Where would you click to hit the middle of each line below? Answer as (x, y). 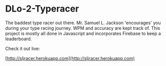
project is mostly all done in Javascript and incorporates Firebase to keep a (83, 33)
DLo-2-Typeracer (42, 9)
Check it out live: (23, 48)
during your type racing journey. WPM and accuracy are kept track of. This (83, 28)
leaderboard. (19, 39)
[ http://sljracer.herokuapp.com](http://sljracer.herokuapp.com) (70, 58)
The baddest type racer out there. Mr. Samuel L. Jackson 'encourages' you (83, 23)
